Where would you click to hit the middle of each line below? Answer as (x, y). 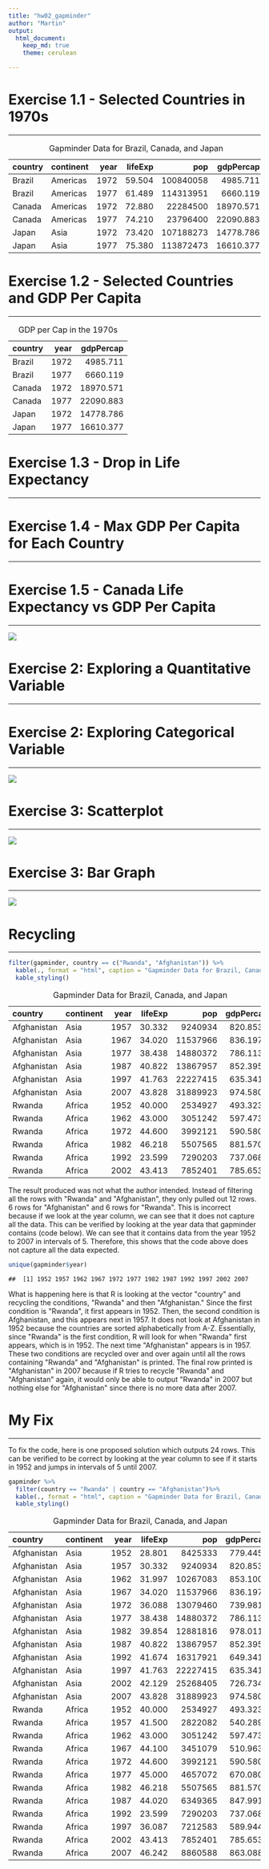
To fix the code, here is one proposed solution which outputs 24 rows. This (132, 1449)
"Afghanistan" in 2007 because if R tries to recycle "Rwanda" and (116, 1370)
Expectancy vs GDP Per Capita (112, 607)
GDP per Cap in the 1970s (68, 330)
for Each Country (66, 543)
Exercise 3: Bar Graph (82, 872)
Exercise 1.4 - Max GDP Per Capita (124, 526)
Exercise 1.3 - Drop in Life (94, 463)
